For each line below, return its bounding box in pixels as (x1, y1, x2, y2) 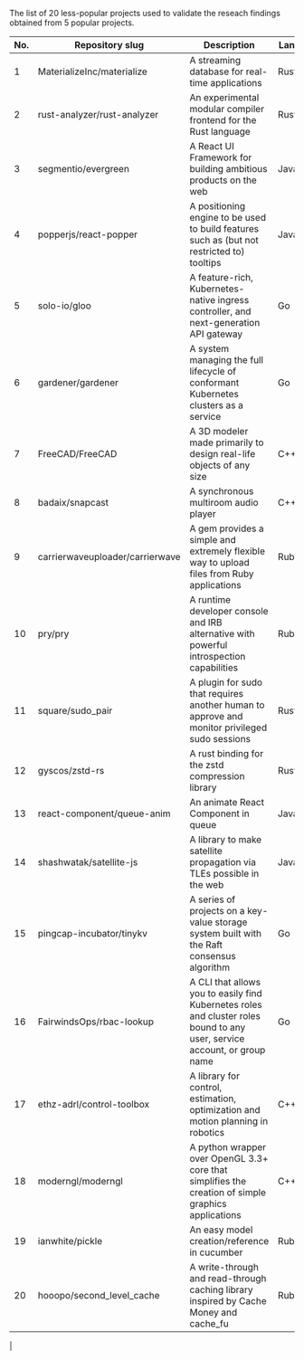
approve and (189, 710, 243, 722)
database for (189, 65, 244, 78)
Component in (189, 807, 251, 820)
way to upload (189, 556, 251, 568)
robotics (189, 1127, 224, 1138)
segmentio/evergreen (37, 163, 129, 175)
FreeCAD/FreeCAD (37, 448, 118, 460)
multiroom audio (189, 497, 260, 509)
